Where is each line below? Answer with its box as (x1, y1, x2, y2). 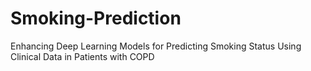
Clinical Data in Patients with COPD (10, 50, 155, 62)
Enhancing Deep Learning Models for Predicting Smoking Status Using (10, 40, 302, 52)
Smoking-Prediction (10, 7, 182, 30)
